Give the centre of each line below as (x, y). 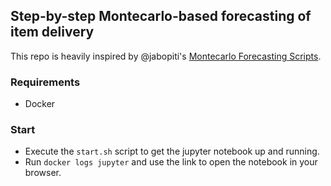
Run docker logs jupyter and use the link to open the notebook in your (171, 162)
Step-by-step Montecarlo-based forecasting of (161, 16)
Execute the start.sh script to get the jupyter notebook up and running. (172, 151)
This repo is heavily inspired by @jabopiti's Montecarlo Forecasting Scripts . (166, 56)
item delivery (52, 32)
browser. (43, 173)
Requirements (45, 82)
